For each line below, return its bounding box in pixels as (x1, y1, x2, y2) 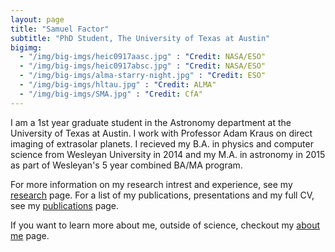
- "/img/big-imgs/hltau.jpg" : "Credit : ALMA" (19, 80, 217, 90)
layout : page (10, 14, 65, 25)
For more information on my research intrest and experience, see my (10, 178, 293, 190)
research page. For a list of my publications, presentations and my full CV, (10, 189, 315, 201)
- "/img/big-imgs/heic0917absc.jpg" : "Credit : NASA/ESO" (19, 61, 267, 71)
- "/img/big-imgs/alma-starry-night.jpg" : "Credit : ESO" (19, 71, 267, 81)
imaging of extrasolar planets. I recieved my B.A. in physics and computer (10, 137, 314, 150)
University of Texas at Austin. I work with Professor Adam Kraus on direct (10, 127, 313, 139)
